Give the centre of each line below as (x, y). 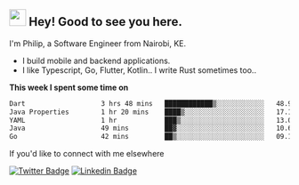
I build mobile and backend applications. (96, 60)
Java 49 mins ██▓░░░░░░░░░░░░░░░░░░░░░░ (137, 129)
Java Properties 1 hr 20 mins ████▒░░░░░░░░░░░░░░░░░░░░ (137, 112)
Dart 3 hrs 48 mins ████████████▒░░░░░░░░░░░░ (137, 103)
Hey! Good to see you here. (105, 22)
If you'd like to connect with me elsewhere (87, 154)
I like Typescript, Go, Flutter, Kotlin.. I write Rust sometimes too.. (139, 70)
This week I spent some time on (69, 87)
